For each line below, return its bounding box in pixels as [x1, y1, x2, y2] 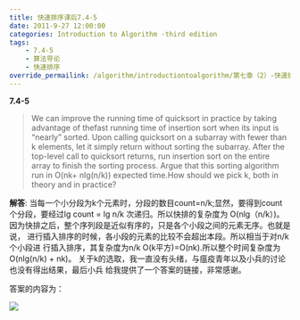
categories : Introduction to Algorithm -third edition [9, 29, 218, 38]
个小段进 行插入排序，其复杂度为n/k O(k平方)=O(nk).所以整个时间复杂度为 [9, 242, 281, 252]
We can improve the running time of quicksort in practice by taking [30, 112, 277, 123]
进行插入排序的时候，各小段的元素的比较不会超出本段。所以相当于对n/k [26, 231, 289, 242]
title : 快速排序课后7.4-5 [9, 12, 98, 22]
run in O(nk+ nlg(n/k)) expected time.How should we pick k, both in [30, 169, 279, 180]
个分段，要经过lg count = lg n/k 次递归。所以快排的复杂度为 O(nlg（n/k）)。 [9, 209, 285, 219]
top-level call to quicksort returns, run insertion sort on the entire [30, 151, 271, 161]
